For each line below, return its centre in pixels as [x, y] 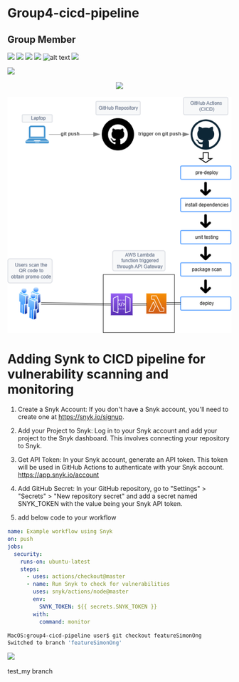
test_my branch [30, 671]
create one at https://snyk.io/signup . [71, 417]
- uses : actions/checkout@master [76, 577]
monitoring [41, 389]
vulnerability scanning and [88, 374]
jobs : [15, 547]
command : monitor [65, 621]
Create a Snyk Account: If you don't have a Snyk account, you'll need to [123, 409]
